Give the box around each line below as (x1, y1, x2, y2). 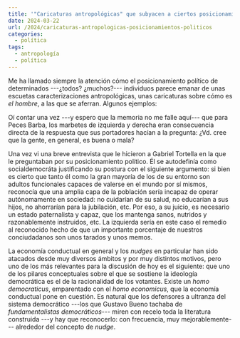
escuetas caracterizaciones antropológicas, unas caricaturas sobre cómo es (8, 91, 233, 100)
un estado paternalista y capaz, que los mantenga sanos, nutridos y (8, 210, 207, 218)
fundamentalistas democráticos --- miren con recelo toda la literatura (8, 307, 212, 316)
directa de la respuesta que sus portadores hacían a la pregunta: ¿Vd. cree (8, 128, 227, 136)
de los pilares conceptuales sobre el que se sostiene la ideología (8, 269, 198, 278)
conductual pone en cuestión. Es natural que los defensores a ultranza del (8, 292, 226, 300)
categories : (8, 30, 43, 38)
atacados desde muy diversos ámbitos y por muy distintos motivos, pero (8, 254, 221, 262)
